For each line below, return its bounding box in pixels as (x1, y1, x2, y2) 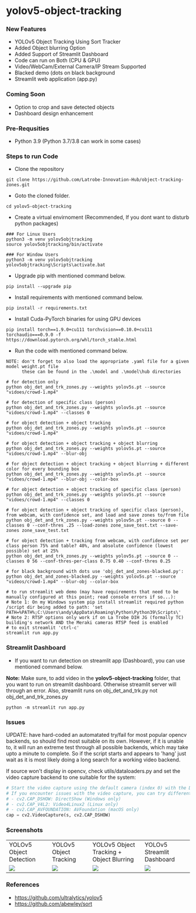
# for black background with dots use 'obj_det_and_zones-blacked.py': (6, 569, 184, 575)
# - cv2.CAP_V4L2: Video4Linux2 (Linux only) (6, 801, 118, 807)
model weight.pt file (6, 364, 59, 370)
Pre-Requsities (6, 124, 50, 132)
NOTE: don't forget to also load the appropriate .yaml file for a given (6, 359, 190, 365)
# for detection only (6, 379, 59, 385)
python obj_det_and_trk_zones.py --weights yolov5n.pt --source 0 (6, 517, 171, 523)
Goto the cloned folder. (14, 192, 70, 200)
